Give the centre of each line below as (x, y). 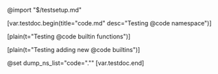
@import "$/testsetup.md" (45, 10)
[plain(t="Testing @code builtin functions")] (69, 36)
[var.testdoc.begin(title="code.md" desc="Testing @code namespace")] (109, 23)
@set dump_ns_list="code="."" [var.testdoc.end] (76, 63)
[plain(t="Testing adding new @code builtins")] (74, 50)
